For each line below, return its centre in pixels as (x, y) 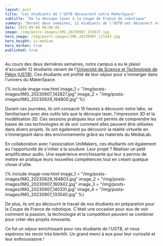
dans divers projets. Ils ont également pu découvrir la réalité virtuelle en (77, 129)
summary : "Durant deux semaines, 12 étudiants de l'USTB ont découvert (79, 23)
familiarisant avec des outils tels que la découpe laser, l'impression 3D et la (80, 114)
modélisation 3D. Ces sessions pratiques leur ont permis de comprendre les (81, 119)
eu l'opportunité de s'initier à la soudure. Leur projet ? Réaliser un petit (75, 149)
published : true (21, 50)
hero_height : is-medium (29, 41)
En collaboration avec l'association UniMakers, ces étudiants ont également (81, 144)
